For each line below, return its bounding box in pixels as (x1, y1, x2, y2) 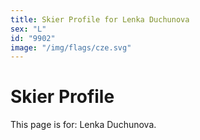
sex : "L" (10, 24, 47, 34)
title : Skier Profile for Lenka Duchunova (10, 14, 190, 25)
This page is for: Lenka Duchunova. (10, 119, 157, 131)
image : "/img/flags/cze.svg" (10, 42, 132, 53)
